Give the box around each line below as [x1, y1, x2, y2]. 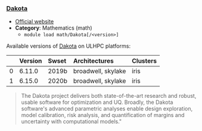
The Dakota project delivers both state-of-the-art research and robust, [21, 92, 197, 100]
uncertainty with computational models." [21, 118, 122, 125]
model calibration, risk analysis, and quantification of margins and [21, 112, 185, 119]
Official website [14, 18, 54, 25]
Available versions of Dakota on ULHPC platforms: [6, 42, 131, 50]
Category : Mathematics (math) [14, 24, 92, 31]
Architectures [73, 57, 114, 65]
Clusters [131, 57, 157, 65]
